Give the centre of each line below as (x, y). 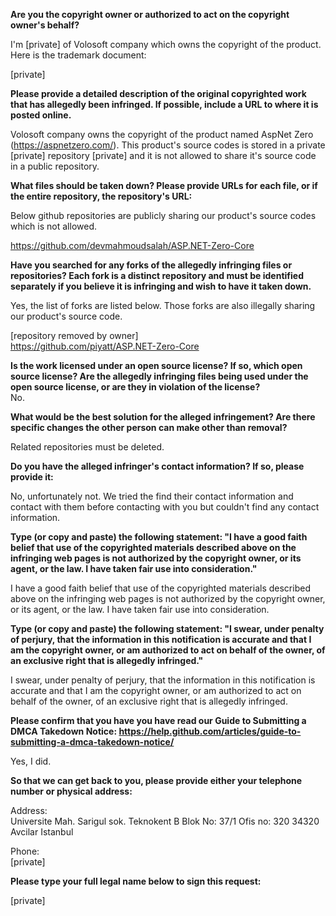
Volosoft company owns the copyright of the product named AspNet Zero (162, 134)
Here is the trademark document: (78, 55)
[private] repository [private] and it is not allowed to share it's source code (163, 155)
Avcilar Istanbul (42, 832)
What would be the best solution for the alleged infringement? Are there (163, 417)
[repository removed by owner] (74, 335)
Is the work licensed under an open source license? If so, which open (156, 365)
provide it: (32, 477)
